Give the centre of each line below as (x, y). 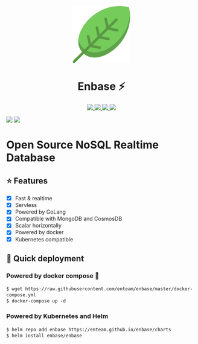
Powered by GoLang (40, 212)
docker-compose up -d (39, 301)
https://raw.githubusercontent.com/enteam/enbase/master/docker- (109, 289)
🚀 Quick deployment (45, 259)
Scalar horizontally (38, 226)
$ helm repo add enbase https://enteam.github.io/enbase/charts (89, 330)
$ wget (14, 289)
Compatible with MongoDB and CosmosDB (69, 219)
